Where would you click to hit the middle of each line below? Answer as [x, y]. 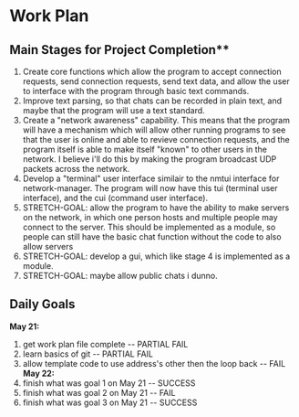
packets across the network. [76, 169]
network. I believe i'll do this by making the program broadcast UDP [149, 159]
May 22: [38, 373]
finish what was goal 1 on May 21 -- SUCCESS [109, 383]
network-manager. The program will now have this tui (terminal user [150, 188]
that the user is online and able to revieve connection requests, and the [156, 139]
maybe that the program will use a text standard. [113, 110]
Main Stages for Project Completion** [119, 50]
